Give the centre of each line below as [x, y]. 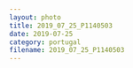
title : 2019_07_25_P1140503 [61, 26]
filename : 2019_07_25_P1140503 [67, 50]
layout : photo [35, 17]
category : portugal [45, 42]
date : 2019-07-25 [41, 34]
